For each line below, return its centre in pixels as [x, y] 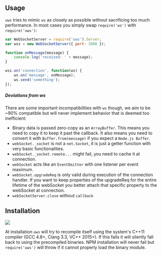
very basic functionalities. [38, 149]
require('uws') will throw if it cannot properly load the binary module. [76, 248]
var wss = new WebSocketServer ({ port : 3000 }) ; [56, 44]
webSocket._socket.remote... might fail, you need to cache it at [76, 153]
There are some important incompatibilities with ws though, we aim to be [78, 108]
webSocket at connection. [38, 190]
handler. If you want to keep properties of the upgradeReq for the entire [84, 180]
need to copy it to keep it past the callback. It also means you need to [82, 133]
